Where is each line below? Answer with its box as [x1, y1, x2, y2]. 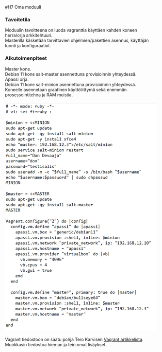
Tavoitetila [5, 16, 31, 23]
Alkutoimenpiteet [5, 55, 47, 62]
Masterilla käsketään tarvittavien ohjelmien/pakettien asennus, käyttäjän [5, 37, 149, 43]
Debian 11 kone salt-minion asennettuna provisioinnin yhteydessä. [5, 81, 137, 87]
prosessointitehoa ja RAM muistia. [5, 92, 73, 98]
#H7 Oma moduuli [5, 4, 41, 10]
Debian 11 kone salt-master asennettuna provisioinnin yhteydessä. [5, 71, 137, 77]
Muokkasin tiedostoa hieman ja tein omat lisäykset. [5, 341, 107, 347]
